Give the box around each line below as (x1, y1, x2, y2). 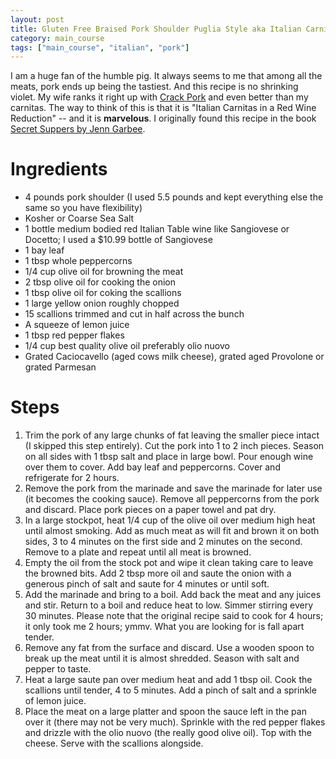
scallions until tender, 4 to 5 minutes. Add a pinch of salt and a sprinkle (24, 684, 317, 696)
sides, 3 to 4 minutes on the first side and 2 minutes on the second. (24, 536, 303, 548)
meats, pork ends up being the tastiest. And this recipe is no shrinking (10, 81, 299, 93)
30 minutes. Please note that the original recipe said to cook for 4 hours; (24, 610, 324, 622)
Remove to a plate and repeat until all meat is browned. (24, 546, 252, 558)
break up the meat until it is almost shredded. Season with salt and (24, 652, 300, 665)
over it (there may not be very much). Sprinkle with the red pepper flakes (24, 716, 326, 728)
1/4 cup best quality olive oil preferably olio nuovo (24, 340, 230, 352)
